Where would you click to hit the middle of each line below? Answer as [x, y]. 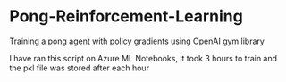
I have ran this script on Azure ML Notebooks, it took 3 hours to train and [143, 58]
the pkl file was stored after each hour [80, 68]
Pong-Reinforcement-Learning [126, 16]
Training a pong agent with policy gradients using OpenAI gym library [137, 41]
